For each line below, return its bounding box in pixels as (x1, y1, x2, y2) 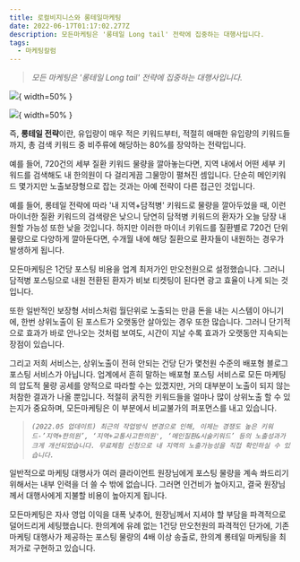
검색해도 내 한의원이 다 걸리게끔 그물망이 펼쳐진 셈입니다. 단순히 (32, 169, 255, 180)
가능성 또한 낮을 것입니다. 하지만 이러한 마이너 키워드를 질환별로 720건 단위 (25, 222, 288, 233)
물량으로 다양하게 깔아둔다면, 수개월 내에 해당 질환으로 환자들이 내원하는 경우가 (9, 234, 285, 245)
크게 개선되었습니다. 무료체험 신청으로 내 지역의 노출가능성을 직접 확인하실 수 (30, 441, 280, 451)
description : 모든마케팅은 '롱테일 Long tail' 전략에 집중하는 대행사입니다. (9, 30, 265, 39)
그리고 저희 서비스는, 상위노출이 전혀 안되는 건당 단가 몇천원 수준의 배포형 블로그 (9, 358, 289, 368)
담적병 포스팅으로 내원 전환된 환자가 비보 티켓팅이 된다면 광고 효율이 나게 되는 (9, 275, 279, 286)
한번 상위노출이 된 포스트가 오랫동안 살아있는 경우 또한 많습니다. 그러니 (21, 316, 267, 327)
